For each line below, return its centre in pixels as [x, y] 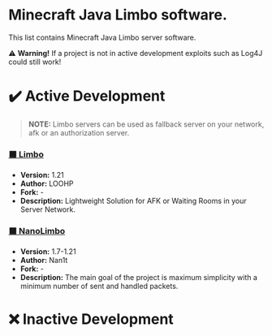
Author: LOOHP [47, 183]
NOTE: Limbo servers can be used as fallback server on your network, [146, 124]
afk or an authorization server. [79, 132]
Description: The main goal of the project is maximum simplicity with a [139, 278]
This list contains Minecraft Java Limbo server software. [102, 37]
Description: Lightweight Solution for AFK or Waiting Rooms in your [133, 201]
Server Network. [47, 209]
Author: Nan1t [44, 261]
